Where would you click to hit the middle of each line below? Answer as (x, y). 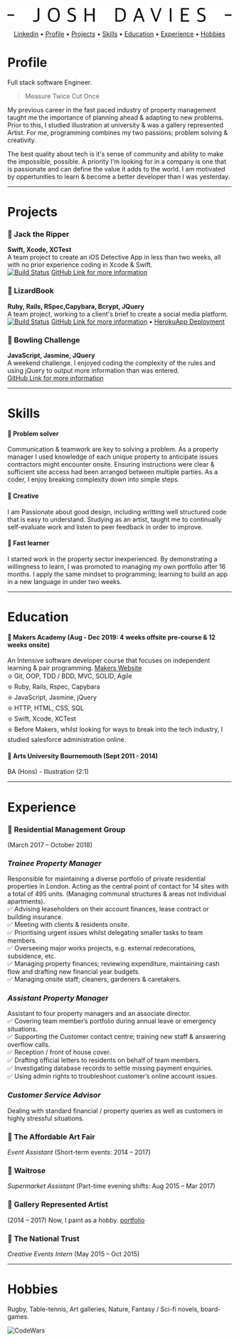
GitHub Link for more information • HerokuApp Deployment (138, 322)
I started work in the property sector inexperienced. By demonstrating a (113, 558)
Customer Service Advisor (54, 1095)
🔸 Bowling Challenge (44, 340)
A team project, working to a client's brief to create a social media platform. (118, 314)
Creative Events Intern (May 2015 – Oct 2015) (74, 1253)
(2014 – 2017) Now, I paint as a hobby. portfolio (76, 1220)
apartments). (26, 901)
